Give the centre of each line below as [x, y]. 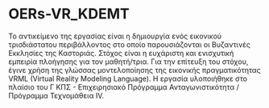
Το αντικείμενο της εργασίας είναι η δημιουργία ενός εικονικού [115, 36]
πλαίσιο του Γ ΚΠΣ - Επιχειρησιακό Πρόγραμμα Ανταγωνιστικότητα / [124, 87]
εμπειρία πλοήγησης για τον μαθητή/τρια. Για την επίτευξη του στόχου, [128, 62]
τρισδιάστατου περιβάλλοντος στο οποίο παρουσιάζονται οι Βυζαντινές [130, 44]
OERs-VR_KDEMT [69, 14]
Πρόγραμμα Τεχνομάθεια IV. [56, 95]
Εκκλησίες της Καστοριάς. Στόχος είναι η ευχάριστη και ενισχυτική [121, 53]
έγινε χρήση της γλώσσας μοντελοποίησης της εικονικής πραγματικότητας [135, 70]
